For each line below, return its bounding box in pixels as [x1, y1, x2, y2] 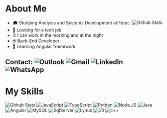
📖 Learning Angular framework [12, 43, 76, 49]
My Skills [5, 86, 44, 97]
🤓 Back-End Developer [12, 38, 60, 44]
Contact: [5, 58, 33, 66]
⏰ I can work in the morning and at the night [12, 32, 103, 38]
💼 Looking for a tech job [12, 27, 62, 33]
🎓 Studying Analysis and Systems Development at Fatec [12, 19, 130, 25]
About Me [5, 3, 47, 14]
